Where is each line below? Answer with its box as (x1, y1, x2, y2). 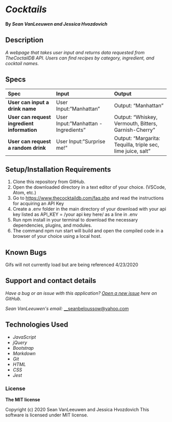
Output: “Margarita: (114, 135, 160, 142)
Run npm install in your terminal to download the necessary (12, 217, 138, 223)
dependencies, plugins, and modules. (12, 222, 92, 229)
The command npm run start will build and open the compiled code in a (12, 228, 164, 234)
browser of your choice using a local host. (12, 233, 102, 239)
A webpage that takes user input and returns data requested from (5, 49, 145, 55)
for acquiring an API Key (12, 200, 64, 207)
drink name (8, 105, 36, 112)
